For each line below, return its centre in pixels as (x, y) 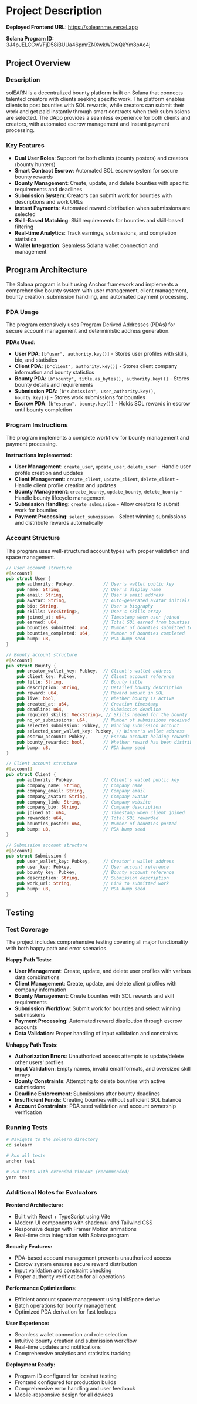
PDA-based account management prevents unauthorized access (93, 1258)
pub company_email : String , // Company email (81, 791)
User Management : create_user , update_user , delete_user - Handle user (103, 467)
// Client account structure (42, 764)
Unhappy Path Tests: (32, 1045)
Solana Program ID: (30, 38)
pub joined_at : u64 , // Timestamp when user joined (98, 617)
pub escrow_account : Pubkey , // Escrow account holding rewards (103, 737)
